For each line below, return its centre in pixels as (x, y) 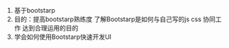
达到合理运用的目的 (50, 28)
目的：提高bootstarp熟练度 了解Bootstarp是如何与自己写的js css (108, 19)
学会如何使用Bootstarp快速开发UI (63, 37)
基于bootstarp (34, 10)
